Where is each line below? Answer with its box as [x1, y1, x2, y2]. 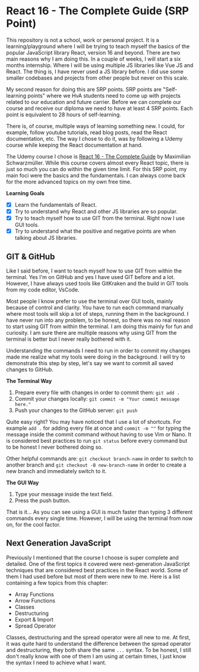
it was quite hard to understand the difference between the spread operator [6, 640, 191, 647]
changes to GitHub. [6, 366, 53, 373]
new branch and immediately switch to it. [6, 468, 107, 474]
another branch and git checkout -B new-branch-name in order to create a [6, 461, 187, 468]
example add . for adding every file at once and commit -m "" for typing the [6, 424, 191, 432]
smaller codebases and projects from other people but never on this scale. [6, 74, 189, 81]
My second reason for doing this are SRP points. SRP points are [6, 85, 162, 93]
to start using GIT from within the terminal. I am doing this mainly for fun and [6, 323, 193, 330]
